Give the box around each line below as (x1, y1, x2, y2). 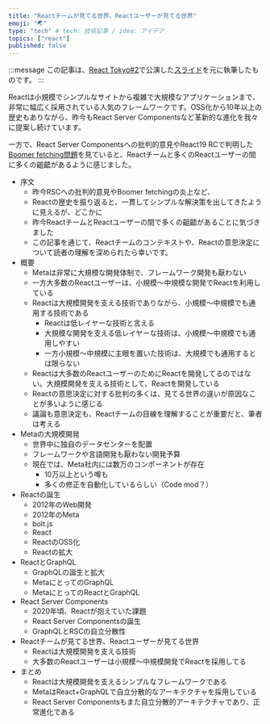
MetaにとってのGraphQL (31, 578, 114, 588)
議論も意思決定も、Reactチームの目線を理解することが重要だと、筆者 (31, 409, 263, 419)
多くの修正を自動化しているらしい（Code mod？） (44, 479, 214, 489)
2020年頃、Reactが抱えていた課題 (31, 606, 147, 616)
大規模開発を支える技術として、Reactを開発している (46, 379, 220, 388)
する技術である (39, 308, 89, 318)
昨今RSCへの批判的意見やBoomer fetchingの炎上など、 (31, 187, 215, 197)
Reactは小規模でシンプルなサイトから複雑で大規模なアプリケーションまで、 (8, 92, 260, 102)
